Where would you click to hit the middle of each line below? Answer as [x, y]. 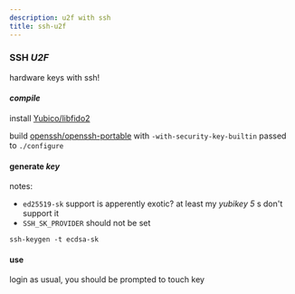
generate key [35, 166]
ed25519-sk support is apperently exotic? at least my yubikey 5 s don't [152, 204]
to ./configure [37, 145]
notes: [21, 186]
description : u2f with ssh [60, 18]
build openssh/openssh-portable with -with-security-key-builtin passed [148, 136]
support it [40, 213]
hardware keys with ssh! [55, 77]
